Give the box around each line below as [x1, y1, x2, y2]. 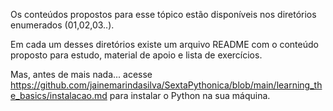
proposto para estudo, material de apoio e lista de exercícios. [10, 49, 263, 61]
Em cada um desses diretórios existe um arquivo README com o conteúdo [10, 39, 319, 50]
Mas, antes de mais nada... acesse [10, 69, 153, 80]
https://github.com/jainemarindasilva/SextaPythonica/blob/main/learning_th [10, 79, 323, 91]
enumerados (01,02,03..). [10, 19, 115, 31]
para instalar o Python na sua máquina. [109, 90, 271, 101]
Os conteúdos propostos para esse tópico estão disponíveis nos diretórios [10, 9, 317, 20]
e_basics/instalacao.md [10, 90, 108, 101]
